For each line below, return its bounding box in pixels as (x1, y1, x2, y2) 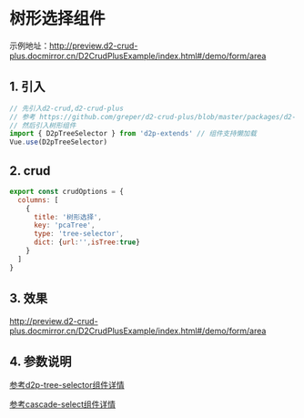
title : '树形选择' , (33, 212, 103, 221)
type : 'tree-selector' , (33, 229, 125, 239)
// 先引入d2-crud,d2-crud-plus (9, 104, 125, 113)
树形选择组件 (9, 8, 106, 29)
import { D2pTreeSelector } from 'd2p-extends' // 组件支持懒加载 (9, 129, 258, 138)
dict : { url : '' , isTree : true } (33, 238, 141, 247)
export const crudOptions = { (9, 187, 125, 196)
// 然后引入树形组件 (9, 120, 76, 130)
